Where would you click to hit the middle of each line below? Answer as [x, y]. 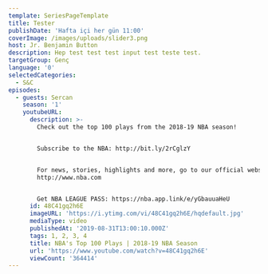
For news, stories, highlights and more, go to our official [141, 170]
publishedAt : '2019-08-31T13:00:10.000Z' [99, 228]
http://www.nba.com [69, 177]
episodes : [25, 90]
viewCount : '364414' [63, 258]
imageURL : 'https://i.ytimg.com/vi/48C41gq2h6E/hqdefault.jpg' [137, 214]
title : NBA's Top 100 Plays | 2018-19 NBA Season [113, 243]
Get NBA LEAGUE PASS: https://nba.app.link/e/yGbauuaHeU [133, 199]
